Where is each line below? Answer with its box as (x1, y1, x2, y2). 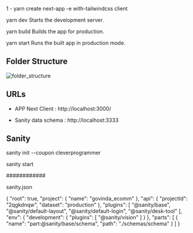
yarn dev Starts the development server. (6, 17, 104, 23)
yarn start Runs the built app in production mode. (6, 40, 126, 46)
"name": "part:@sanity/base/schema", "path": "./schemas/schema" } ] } (6, 220, 181, 227)
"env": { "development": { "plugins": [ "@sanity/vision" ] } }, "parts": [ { (6, 214, 178, 221)
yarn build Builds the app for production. (6, 28, 104, 35)
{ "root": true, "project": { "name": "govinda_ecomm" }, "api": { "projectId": (6, 195, 188, 202)
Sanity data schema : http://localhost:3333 (14, 117, 119, 124)
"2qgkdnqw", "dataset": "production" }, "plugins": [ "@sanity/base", (6, 201, 171, 209)
